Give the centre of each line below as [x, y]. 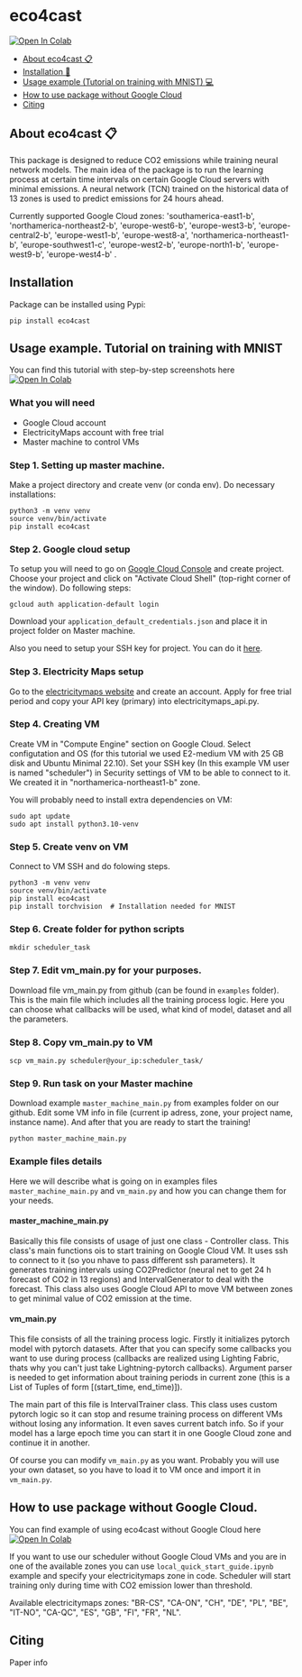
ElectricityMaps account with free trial [93, 432]
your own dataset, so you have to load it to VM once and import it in [135, 1470]
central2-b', [31, 234]
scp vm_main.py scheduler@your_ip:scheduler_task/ [106, 1061]
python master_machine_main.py [68, 1139]
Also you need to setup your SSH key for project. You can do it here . [136, 648]
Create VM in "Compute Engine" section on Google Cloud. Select [130, 744]
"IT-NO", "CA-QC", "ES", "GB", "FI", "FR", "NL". [96, 1612]
